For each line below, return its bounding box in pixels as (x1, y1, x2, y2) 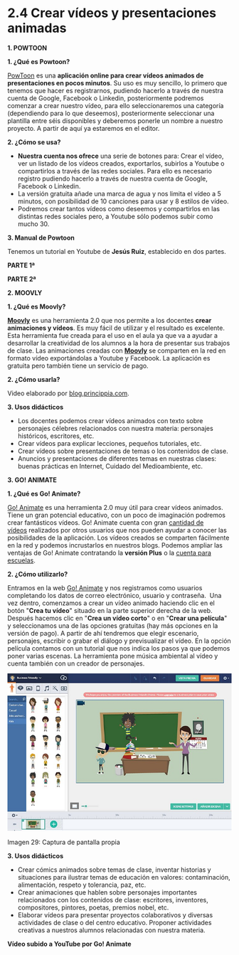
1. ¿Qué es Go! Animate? (7, 489, 81, 498)
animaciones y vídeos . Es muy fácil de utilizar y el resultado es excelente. (7, 324, 225, 332)
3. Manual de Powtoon (7, 233, 75, 242)
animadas (7, 20, 67, 36)
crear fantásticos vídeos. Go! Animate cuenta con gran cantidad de (7, 518, 204, 527)
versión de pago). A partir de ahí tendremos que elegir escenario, (7, 629, 199, 637)
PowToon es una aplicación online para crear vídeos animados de (7, 71, 204, 80)
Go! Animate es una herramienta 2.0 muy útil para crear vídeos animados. (7, 503, 223, 511)
